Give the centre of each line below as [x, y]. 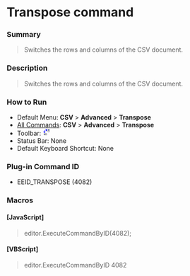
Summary [24, 35]
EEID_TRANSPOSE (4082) [54, 182]
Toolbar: [29, 133]
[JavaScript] [25, 217]
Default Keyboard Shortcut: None [65, 149]
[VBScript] [23, 249]
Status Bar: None [42, 141]
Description [27, 68]
